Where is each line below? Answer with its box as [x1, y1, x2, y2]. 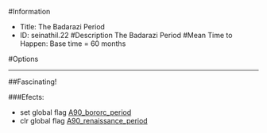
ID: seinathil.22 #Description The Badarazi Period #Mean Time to [19, 31, 233, 40]
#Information [8, 7, 51, 16]
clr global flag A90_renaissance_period [19, 116, 149, 125]
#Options [8, 55, 39, 63]
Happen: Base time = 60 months [19, 39, 126, 48]
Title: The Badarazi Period [19, 22, 106, 31]
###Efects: [8, 93, 44, 101]
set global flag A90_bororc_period [19, 108, 132, 117]
